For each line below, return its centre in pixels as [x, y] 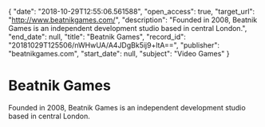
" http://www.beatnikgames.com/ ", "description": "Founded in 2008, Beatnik [133, 20]
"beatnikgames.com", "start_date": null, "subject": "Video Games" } [119, 54]
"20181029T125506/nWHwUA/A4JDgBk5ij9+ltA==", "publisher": [114, 45]
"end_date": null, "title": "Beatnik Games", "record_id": [97, 37]
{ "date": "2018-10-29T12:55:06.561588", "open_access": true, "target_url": [132, 12]
